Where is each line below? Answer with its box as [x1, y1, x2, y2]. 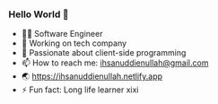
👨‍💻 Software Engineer [21, 29, 103, 39]
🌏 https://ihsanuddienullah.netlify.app [21, 71, 163, 82]
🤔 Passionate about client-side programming [21, 48, 187, 58]
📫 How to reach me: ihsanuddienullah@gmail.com [21, 57, 209, 68]
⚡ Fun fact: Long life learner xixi [21, 84, 139, 95]
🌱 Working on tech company [21, 38, 127, 48]
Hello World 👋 [8, 8, 69, 21]
